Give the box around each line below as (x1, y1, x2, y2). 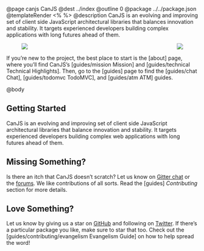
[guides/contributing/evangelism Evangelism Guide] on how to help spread (6, 233, 194, 240)
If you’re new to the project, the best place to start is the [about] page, (6, 54, 183, 62)
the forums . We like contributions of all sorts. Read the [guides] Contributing (6, 180, 198, 187)
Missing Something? (6, 157, 86, 167)
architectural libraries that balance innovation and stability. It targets (6, 126, 177, 133)
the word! (6, 239, 30, 247)
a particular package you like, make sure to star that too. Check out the (6, 226, 185, 234)
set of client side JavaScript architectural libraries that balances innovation (6, 18, 194, 25)
